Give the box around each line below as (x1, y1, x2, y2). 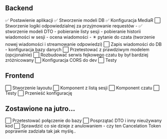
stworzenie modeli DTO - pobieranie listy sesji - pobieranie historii (5, 28, 141, 34)
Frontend (5, 72, 34, 80)
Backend (5, 4, 33, 12)
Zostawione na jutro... (5, 105, 76, 113)
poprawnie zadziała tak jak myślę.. (5, 128, 76, 134)
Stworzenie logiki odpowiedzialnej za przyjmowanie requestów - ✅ (5, 22, 143, 29)
